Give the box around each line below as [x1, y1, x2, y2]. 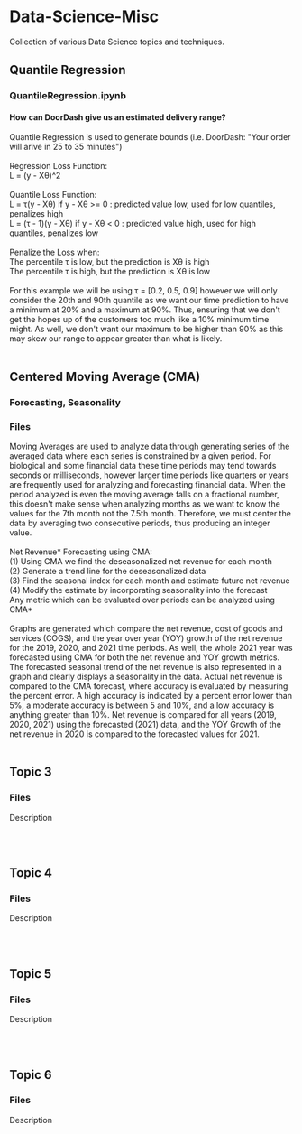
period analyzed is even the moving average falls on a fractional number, [9, 489, 279, 500]
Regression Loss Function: [9, 161, 108, 172]
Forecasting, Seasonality [9, 395, 122, 408]
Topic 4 [9, 865, 52, 881]
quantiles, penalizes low [9, 228, 99, 238]
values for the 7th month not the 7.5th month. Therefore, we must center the [9, 508, 291, 519]
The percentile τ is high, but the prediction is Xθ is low [9, 266, 211, 277]
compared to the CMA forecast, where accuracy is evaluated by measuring [9, 681, 288, 692]
